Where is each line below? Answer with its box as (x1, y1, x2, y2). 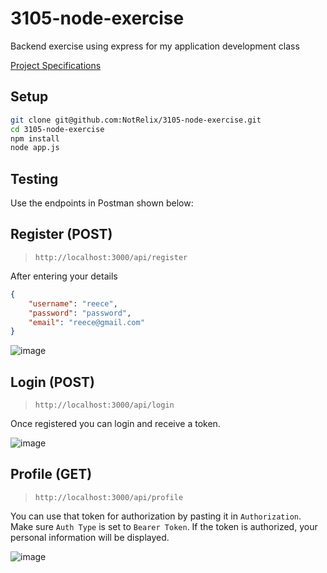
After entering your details (10, 270, 118, 282)
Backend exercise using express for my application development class (10, 40, 300, 52)
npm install (10, 133, 60, 144)
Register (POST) (10, 226, 113, 243)
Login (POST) (10, 373, 95, 391)
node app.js (10, 143, 60, 153)
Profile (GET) (10, 466, 93, 483)
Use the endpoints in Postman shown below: (10, 197, 194, 209)
